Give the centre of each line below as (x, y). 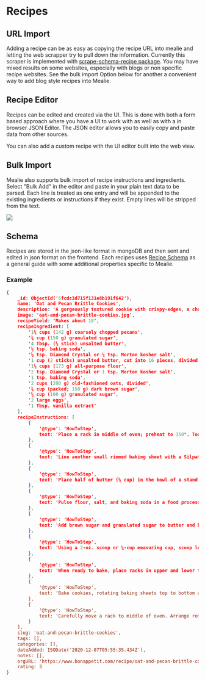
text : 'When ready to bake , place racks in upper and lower (117, 571)
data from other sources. (38, 134)
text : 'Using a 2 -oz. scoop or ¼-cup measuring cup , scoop (116, 548)
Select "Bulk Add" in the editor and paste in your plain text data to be (93, 186)
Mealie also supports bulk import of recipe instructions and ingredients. (96, 180)
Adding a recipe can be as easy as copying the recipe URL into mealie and (100, 48)
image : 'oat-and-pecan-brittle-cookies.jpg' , (76, 315)
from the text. (23, 206)
